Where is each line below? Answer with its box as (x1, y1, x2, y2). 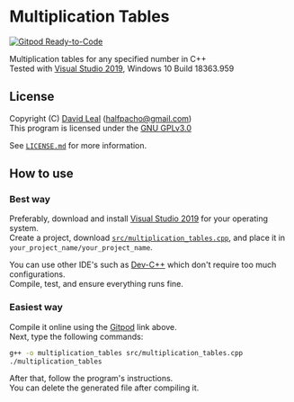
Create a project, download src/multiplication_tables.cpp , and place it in (9, 232, 286, 244)
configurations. (9, 269, 66, 280)
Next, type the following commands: (9, 331, 144, 342)
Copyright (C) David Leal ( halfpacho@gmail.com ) (9, 112, 192, 123)
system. (9, 223, 39, 234)
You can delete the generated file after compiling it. (9, 382, 200, 393)
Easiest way (9, 301, 63, 314)
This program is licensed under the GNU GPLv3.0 (9, 122, 192, 133)
